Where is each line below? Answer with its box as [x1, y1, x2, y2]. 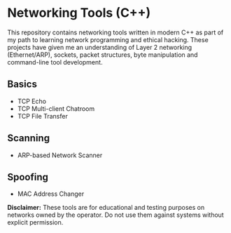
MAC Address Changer [17, 189, 85, 198]
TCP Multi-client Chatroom [17, 104, 95, 113]
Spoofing [7, 171, 49, 183]
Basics [7, 79, 37, 91]
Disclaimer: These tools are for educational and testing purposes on [7, 204, 205, 212]
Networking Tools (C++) [7, 5, 151, 21]
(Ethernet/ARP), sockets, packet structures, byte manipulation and [7, 51, 198, 59]
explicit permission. [7, 218, 64, 227]
